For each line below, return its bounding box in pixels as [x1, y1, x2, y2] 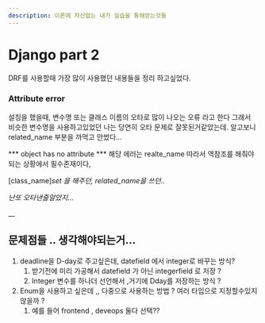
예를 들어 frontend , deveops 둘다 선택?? [31, 306, 160, 315]
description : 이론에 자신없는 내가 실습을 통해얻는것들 [8, 11, 167, 20]
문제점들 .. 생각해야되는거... [8, 233, 136, 247]
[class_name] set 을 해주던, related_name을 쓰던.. [8, 175, 165, 185]
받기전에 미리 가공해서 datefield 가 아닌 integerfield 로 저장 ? [31, 266, 222, 275]
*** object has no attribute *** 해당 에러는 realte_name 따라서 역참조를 [8, 148, 234, 159]
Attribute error [8, 93, 66, 104]
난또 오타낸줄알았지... [8, 192, 74, 202]
